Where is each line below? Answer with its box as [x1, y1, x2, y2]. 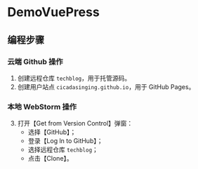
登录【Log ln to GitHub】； [27, 137, 103, 145]
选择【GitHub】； [27, 128, 77, 137]
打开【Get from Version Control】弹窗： [17, 119, 133, 128]
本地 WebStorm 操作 [7, 102, 77, 111]
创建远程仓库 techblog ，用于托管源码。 [17, 74, 131, 82]
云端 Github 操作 [7, 57, 63, 67]
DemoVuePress [7, 4, 100, 20]
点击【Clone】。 [27, 154, 74, 163]
